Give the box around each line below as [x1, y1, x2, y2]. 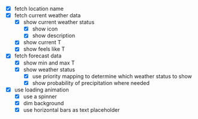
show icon [32, 25, 58, 32]
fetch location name [14, 5, 64, 12]
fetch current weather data [14, 12, 81, 19]
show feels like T [23, 45, 65, 53]
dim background [23, 99, 64, 106]
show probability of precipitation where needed [32, 79, 150, 86]
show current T [23, 39, 61, 46]
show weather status [23, 66, 76, 73]
